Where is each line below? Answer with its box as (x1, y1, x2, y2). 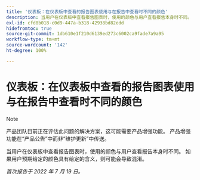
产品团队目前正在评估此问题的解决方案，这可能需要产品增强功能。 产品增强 (6, 128, 191, 135)
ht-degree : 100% (6, 48, 47, 54)
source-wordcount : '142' (6, 42, 68, 48)
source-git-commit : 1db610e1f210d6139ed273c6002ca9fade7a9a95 (6, 31, 164, 37)
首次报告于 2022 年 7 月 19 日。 (6, 167, 84, 175)
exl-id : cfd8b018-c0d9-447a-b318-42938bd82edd (6, 20, 124, 26)
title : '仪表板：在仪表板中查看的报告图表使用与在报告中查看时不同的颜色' (6, 8, 168, 15)
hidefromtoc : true (6, 25, 52, 32)
